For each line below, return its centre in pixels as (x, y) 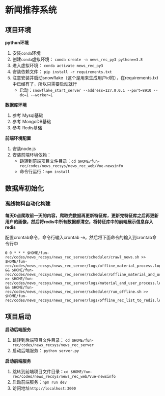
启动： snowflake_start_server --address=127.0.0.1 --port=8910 (85, 90)
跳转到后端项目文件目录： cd (41, 340)
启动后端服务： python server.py (46, 350)
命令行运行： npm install (45, 171)
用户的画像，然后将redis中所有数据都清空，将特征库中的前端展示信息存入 (79, 221)
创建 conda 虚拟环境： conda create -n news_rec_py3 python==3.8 (77, 59)
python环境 (17, 43)
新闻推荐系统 (31, 10)
